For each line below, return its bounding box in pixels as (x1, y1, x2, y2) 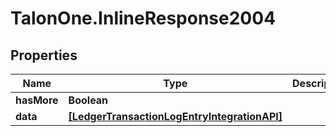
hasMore (15, 93, 59, 107)
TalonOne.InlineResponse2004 (10, 7, 277, 30)
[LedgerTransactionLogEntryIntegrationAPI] (68, 110, 283, 123)
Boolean (68, 93, 109, 107)
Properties (10, 47, 78, 64)
